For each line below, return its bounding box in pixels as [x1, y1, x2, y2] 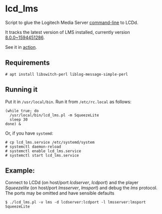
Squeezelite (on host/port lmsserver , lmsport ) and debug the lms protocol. [5, 185, 158, 191]
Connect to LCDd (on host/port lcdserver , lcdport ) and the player [5, 180, 139, 186]
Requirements [5, 58, 50, 67]
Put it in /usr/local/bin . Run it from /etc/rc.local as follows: [5, 98, 132, 105]
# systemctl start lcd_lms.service [5, 153, 79, 158]
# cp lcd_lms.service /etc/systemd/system [5, 140, 95, 145]
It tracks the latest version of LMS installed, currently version [5, 29, 130, 35]
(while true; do [5, 108, 39, 113]
